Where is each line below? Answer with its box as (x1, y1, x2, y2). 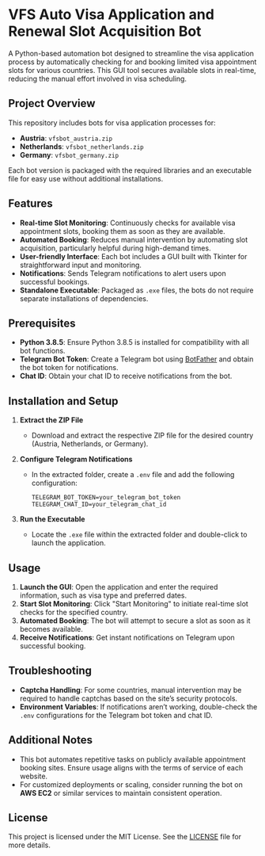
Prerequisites (8, 316, 76, 330)
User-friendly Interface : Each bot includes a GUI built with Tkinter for (19, 251, 248, 261)
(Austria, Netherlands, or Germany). (31, 439, 149, 449)
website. (19, 771, 48, 781)
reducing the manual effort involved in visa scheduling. (8, 74, 187, 83)
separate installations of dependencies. (19, 293, 149, 303)
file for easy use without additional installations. (8, 174, 164, 183)
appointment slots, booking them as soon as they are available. (19, 226, 225, 235)
